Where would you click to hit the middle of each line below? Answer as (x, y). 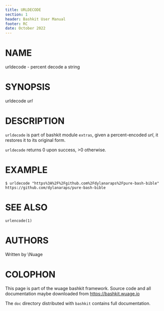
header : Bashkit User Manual (35, 19)
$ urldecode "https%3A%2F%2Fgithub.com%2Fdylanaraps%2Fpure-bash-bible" (82, 183)
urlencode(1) (19, 221)
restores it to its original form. (35, 140)
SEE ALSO (26, 207)
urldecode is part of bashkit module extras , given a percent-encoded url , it (82, 135)
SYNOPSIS (28, 87)
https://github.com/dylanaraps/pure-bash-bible (56, 188)
